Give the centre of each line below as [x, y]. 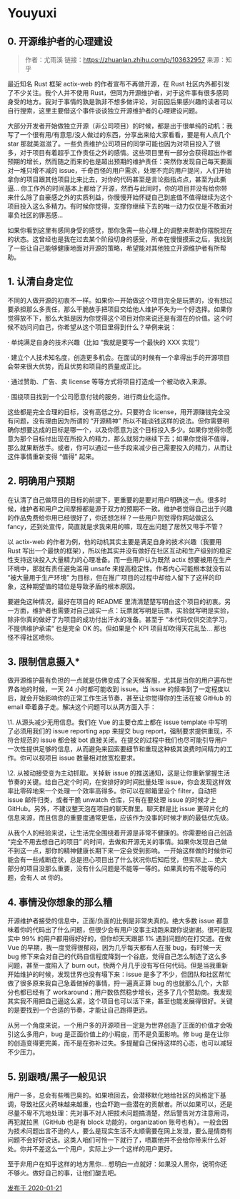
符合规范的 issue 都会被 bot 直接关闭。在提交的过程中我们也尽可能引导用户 [117, 740]
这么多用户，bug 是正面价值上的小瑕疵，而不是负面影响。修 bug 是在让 [118, 1034]
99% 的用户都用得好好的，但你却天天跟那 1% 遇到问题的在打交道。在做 [126, 939]
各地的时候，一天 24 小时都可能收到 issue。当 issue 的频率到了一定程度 [119, 689]
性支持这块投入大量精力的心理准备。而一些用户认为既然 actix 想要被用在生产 [120, 559]
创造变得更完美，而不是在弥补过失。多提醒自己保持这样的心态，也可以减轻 [123, 1043]
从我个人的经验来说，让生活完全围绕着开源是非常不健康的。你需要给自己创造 [120, 833]
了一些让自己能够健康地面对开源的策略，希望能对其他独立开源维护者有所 [114, 248]
